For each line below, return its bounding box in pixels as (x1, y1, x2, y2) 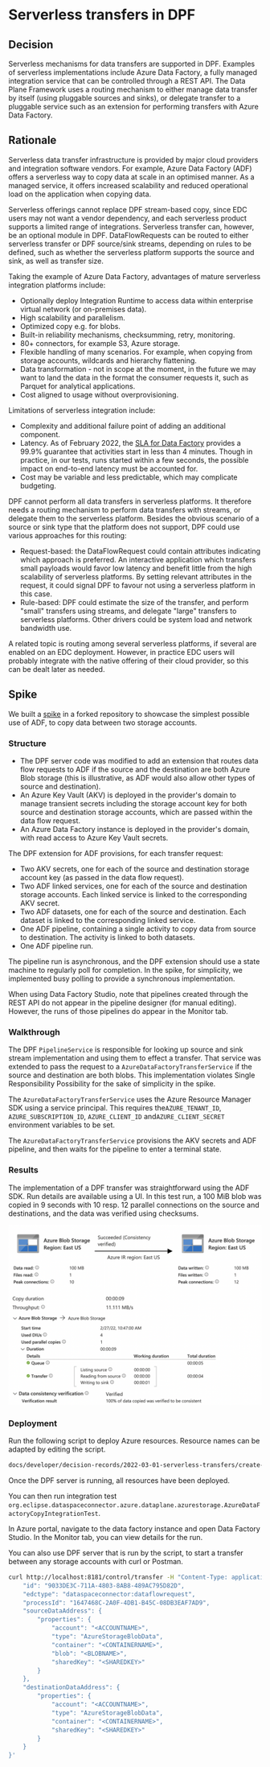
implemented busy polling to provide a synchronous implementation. (8, 974, 235, 983)
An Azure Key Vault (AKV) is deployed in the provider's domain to (19, 790, 237, 800)
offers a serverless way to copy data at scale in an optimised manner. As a (8, 171, 255, 182)
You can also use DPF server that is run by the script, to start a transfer (8, 1547, 243, 1558)
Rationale (8, 134, 57, 147)
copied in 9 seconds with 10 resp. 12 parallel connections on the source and (8, 1200, 260, 1209)
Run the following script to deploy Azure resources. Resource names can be (8, 1436, 260, 1446)
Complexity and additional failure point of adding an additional (19, 421, 227, 430)
